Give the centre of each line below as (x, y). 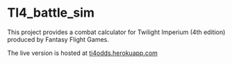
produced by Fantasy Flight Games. (58, 39)
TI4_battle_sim (51, 13)
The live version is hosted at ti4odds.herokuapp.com (83, 53)
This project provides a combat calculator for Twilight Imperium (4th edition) (116, 32)
